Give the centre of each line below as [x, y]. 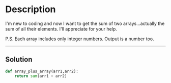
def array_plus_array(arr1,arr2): [42, 71]
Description [31, 9]
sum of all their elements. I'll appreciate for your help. [61, 29]
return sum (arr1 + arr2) [41, 76]
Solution [19, 60]
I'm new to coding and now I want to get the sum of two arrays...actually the [85, 23]
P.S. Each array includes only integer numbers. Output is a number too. [80, 39]
